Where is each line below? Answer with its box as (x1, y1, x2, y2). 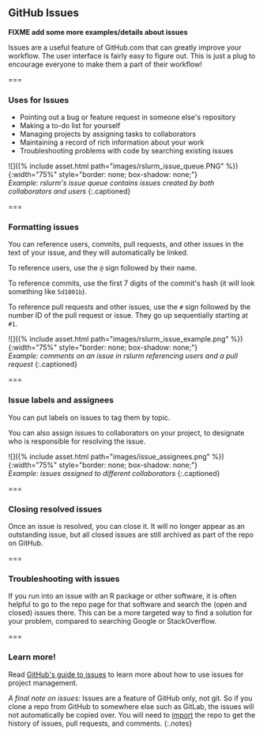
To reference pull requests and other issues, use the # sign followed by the (8, 302, 251, 311)
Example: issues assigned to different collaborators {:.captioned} (8, 468, 220, 477)
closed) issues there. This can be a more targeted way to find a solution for (8, 608, 253, 617)
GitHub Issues (8, 6, 79, 20)
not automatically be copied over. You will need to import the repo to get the (8, 710, 256, 719)
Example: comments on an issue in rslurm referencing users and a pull (8, 351, 239, 360)
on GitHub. (8, 538, 43, 548)
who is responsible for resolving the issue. (8, 436, 146, 446)
